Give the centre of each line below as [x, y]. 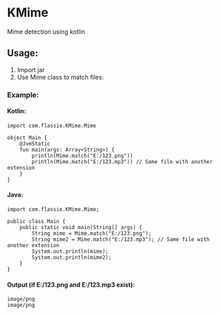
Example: [23, 95]
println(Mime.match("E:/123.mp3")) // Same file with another [122, 162]
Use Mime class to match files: [60, 77]
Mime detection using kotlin [46, 32]
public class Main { [37, 222]
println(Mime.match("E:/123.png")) [83, 156]
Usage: [23, 53]
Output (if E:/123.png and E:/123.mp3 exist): [71, 284]
